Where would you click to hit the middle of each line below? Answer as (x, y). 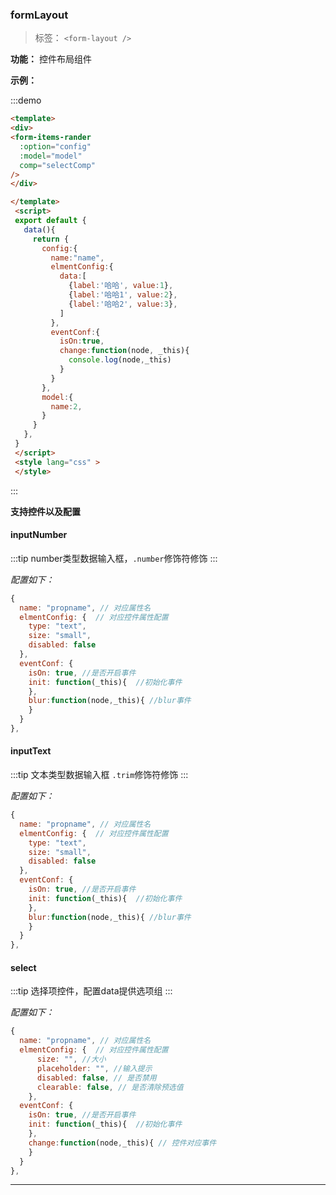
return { (51, 239)
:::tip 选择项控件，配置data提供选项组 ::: (91, 991)
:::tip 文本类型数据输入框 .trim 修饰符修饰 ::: (99, 775)
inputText (31, 751)
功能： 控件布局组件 (51, 59)
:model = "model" (51, 156)
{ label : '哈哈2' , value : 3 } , (123, 304)
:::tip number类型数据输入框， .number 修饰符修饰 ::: (114, 558)
